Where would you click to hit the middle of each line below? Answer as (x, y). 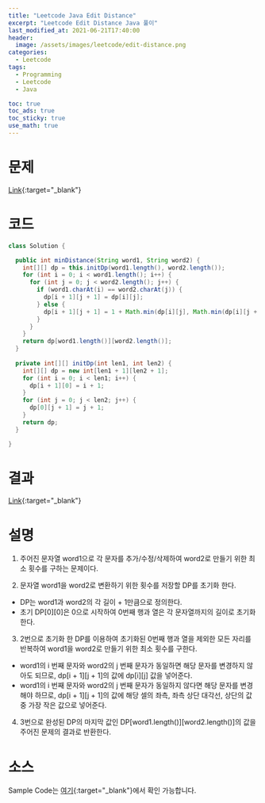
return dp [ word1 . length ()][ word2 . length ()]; (97, 342)
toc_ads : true (32, 111)
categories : (28, 52)
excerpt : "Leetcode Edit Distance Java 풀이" (83, 23)
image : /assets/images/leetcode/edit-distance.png (101, 45)
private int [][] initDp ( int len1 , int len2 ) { (94, 363)
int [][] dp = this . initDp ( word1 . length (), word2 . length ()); (124, 268)
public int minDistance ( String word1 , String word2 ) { (108, 260)
